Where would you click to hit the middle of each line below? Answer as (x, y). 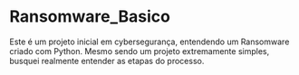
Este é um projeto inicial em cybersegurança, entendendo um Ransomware (149, 42)
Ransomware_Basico (90, 17)
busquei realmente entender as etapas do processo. (107, 61)
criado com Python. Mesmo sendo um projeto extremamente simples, (140, 51)
